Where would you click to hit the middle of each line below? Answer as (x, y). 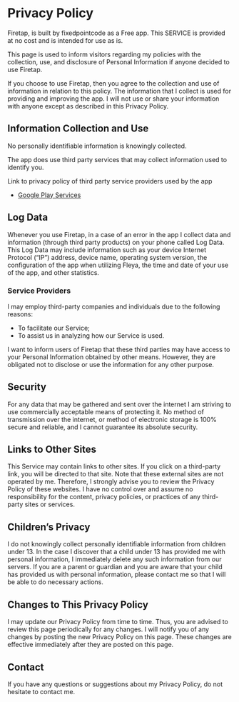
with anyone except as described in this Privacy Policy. (88, 106)
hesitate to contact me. (41, 691)
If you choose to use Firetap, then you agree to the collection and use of (113, 83)
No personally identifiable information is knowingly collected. (97, 146)
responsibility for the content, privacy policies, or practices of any (104, 497)
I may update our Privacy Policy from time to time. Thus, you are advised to (118, 622)
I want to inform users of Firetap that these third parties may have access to (119, 349)
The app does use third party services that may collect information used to (117, 159)
